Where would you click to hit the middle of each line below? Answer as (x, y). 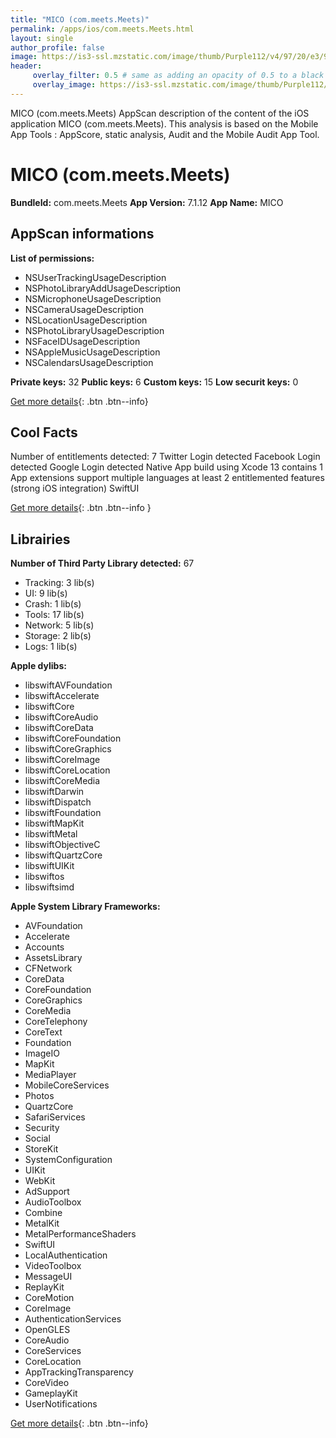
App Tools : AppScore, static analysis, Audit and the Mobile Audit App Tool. (165, 134)
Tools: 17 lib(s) (54, 615)
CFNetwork (48, 968)
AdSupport (47, 1192)
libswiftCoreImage (62, 760)
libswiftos (44, 877)
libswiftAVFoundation (68, 685)
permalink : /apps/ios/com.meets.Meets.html (102, 29)
